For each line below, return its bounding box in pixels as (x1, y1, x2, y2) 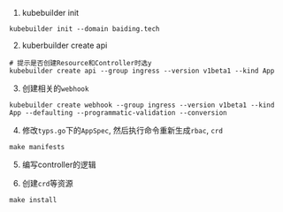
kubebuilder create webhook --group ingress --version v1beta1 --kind (9, 101, 275, 110)
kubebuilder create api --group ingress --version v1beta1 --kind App (9, 66, 275, 75)
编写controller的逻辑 (21, 159, 96, 170)
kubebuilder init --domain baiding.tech (9, 25, 161, 34)
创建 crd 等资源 (21, 178, 73, 188)
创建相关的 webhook (21, 83, 89, 94)
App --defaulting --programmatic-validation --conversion (9, 109, 227, 117)
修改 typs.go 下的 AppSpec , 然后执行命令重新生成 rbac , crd (21, 125, 224, 135)
